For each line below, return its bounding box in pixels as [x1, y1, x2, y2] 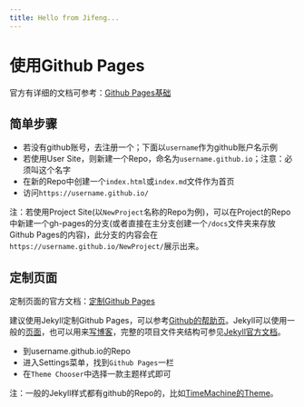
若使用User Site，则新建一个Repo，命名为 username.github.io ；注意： [22, 154, 285, 164]
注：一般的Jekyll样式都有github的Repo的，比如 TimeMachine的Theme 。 [9, 388, 279, 399]
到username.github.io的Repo [22, 346, 132, 357]
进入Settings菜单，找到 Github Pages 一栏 [22, 357, 174, 368]
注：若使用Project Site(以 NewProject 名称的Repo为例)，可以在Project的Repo [9, 206, 291, 218]
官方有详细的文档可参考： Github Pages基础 [9, 87, 172, 98]
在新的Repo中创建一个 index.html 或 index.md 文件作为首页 [22, 176, 235, 187]
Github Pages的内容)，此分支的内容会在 [9, 229, 159, 241]
